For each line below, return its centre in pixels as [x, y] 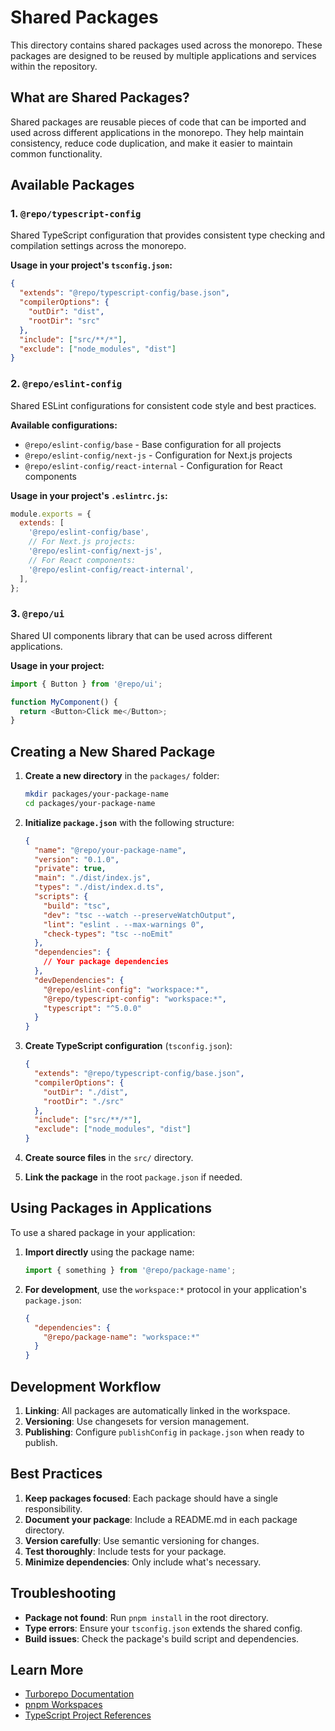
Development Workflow [86, 1386]
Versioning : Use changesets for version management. [137, 1421]
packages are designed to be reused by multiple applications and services [163, 55]
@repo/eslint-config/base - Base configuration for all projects [153, 444]
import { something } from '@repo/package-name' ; [130, 1270]
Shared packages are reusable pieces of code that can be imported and [158, 122]
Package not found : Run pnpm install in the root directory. [146, 1617]
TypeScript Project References [88, 1715]
